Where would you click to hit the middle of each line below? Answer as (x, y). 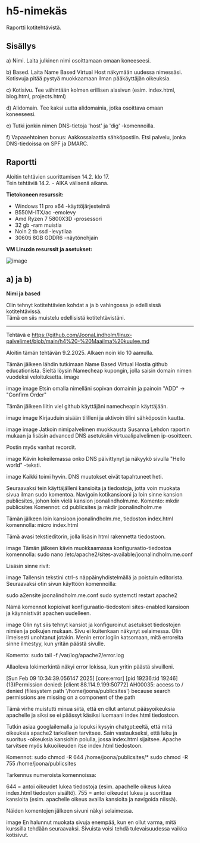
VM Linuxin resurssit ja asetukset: (49, 249)
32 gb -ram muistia (38, 225)
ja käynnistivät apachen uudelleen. (49, 613)
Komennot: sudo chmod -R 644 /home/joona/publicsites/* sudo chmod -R (97, 757)
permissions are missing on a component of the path (71, 697)
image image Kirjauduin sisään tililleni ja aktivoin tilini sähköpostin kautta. (96, 418)
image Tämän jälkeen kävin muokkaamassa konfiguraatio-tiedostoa (89, 548)
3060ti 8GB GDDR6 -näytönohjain (56, 238)
